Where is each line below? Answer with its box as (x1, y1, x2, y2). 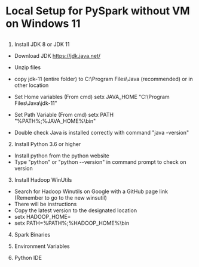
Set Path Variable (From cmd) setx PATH (14, 111, 114, 118)
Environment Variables (14, 243, 70, 250)
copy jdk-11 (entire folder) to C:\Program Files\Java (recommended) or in (14, 75, 194, 82)
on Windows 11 (5, 17, 81, 30)
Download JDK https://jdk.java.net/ (14, 52, 101, 59)
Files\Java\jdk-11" (14, 100, 57, 107)
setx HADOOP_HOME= (14, 213, 71, 220)
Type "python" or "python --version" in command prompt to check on (14, 158, 186, 165)
